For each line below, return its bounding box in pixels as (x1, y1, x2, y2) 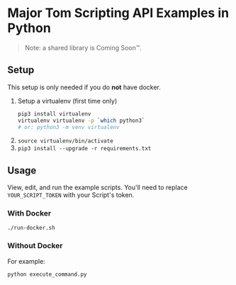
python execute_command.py (7, 271, 87, 278)
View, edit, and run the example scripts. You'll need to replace (7, 183, 188, 192)
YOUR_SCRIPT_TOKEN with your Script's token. (7, 191, 135, 199)
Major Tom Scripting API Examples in (7, 5, 229, 21)
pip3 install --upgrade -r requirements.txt (17, 145, 152, 152)
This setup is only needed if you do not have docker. (7, 83, 161, 91)
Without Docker (7, 241, 63, 251)
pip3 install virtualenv (17, 110, 91, 118)
